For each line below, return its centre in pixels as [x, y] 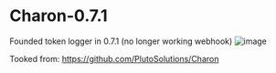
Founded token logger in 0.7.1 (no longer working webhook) [121, 41]
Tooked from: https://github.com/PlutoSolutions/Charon [114, 58]
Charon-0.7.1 [58, 16]
